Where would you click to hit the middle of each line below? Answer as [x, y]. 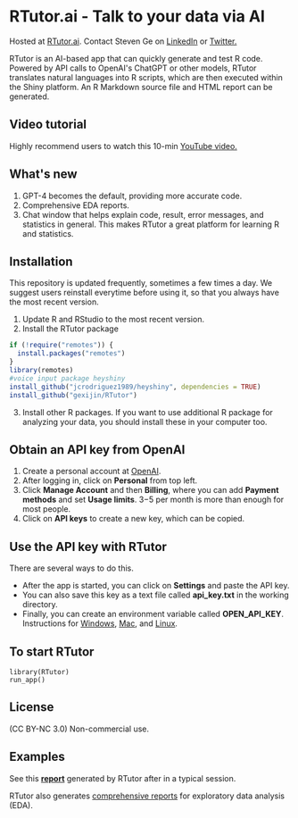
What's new [43, 175]
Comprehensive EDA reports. [75, 205]
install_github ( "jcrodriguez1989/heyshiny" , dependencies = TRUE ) [135, 387]
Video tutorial [48, 125]
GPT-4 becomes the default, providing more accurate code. [132, 196]
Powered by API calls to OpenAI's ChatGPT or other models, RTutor [133, 68]
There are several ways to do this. [71, 568]
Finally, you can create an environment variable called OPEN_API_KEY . [153, 614]
